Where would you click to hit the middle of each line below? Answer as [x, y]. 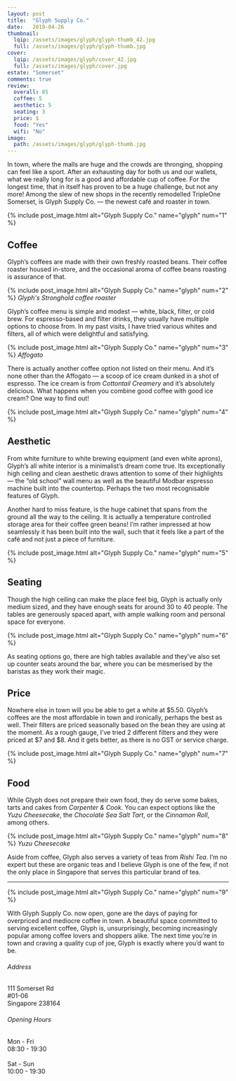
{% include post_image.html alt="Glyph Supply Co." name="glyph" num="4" [118, 412]
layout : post [26, 14]
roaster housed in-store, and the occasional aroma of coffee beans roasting [117, 269]
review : [19, 86]
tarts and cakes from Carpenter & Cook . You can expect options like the [111, 808]
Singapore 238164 [34, 1003]
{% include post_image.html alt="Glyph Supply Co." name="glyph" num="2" [118, 290]
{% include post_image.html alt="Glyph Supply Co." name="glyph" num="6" [118, 635]
